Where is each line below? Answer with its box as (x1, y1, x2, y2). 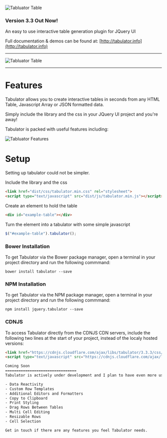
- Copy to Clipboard (5, 396, 48, 401)
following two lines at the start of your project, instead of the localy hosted (5, 335, 158, 341)
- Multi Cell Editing (5, 410, 50, 415)
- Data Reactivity (5, 382, 43, 387)
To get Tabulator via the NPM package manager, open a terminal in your (5, 292, 153, 298)
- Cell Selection (5, 419, 41, 424)
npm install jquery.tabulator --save (5, 307, 83, 312)
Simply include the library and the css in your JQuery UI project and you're (5, 111, 158, 117)
